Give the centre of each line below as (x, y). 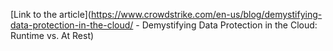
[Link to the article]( (51, 14)
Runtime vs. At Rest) (52, 35)
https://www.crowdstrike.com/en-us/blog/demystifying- (206, 14)
